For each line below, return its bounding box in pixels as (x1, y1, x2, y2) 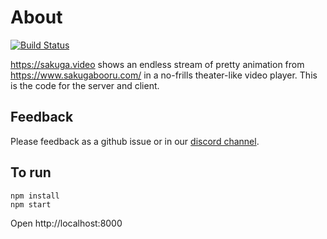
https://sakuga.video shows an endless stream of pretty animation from (10, 58, 305, 70)
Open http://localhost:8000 (10, 217, 123, 229)
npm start (10, 199, 52, 210)
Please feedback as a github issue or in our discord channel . (10, 135, 260, 147)
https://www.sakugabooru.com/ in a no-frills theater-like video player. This (10, 69, 318, 81)
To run (10, 164, 52, 181)
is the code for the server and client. (10, 79, 160, 91)
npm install (10, 191, 60, 201)
